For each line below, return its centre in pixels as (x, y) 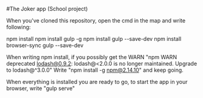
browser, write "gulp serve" (41, 88)
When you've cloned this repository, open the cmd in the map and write (96, 20)
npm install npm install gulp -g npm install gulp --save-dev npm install (94, 39)
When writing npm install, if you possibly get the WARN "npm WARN (92, 57)
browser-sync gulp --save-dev (45, 45)
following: (19, 27)
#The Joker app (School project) (47, 9)
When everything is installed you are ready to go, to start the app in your (97, 82)
